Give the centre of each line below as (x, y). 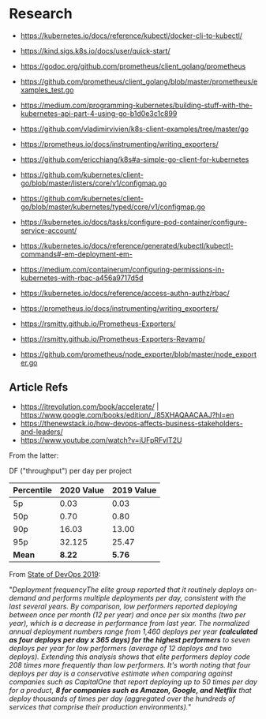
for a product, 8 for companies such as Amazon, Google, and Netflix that (130, 690)
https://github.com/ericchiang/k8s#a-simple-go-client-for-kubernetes (135, 159)
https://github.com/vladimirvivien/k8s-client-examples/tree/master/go (135, 129)
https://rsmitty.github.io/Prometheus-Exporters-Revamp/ (113, 339)
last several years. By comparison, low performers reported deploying (123, 606)
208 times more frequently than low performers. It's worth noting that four (130, 665)
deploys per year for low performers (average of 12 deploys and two (120, 648)
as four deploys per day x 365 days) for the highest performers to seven (130, 639)
